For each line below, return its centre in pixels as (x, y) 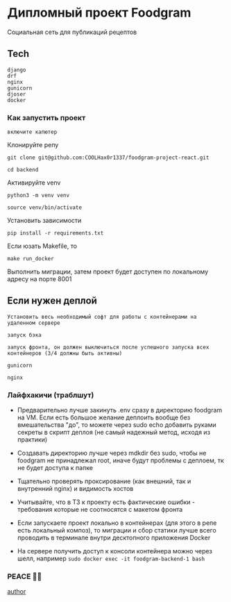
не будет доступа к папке (55, 468)
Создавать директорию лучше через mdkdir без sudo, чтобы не (112, 453)
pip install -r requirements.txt (55, 233)
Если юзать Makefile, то (42, 246)
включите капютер (32, 132)
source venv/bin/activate (44, 208)
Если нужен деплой (52, 301)
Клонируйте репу (33, 145)
